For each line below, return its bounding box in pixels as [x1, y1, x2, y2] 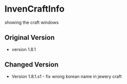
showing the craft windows [4, 19, 59, 25]
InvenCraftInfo [4, 3, 65, 15]
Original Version [4, 34, 55, 42]
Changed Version [4, 61, 59, 69]
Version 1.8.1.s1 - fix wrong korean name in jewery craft [11, 73, 122, 79]
